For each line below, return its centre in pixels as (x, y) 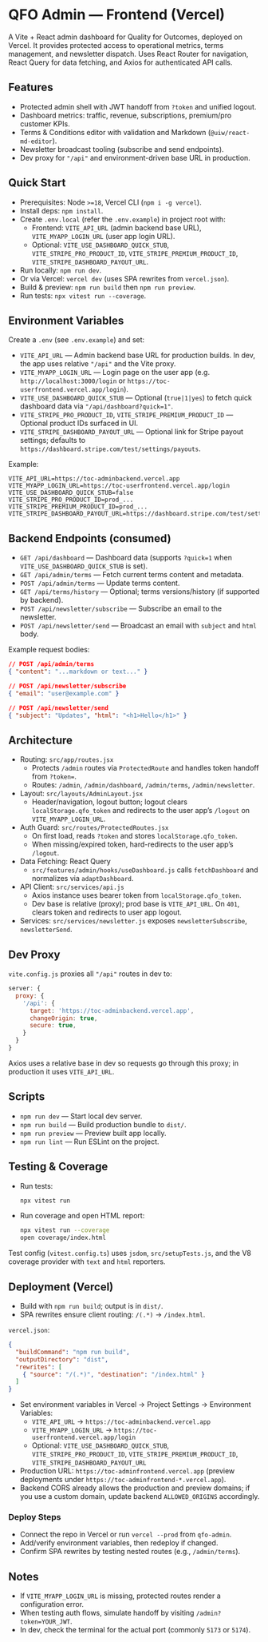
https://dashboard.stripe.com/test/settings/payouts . (110, 448)
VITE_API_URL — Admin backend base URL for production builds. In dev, (137, 355)
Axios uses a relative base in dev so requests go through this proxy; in (124, 1063)
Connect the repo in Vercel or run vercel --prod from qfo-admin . (126, 1534)
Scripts (27, 1097)
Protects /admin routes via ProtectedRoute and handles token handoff (145, 768)
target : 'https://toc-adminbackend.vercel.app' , (112, 1010)
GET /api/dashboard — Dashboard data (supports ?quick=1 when (126, 558)
